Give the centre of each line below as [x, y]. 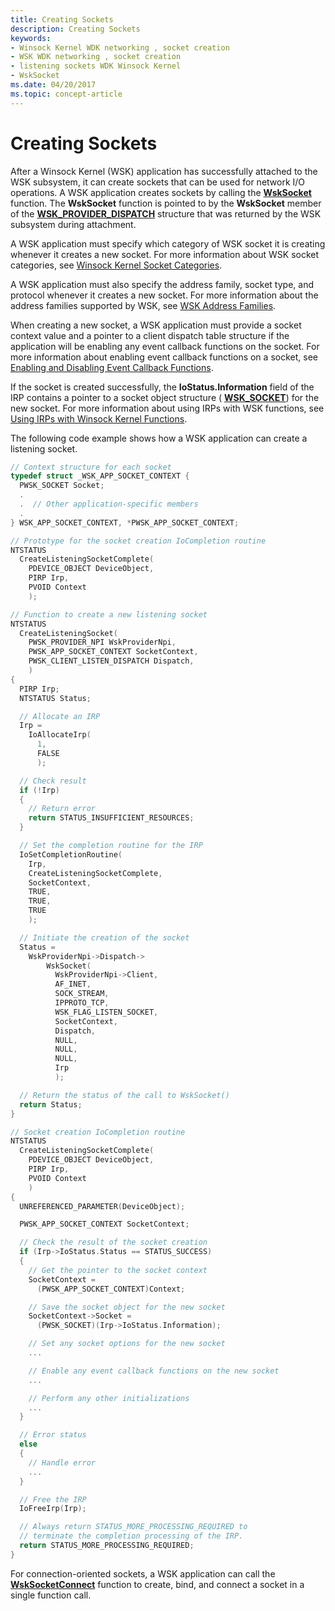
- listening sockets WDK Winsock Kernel [96, 66]
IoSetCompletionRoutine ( [71, 854]
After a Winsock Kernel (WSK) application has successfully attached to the [164, 171]
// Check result [53, 781]
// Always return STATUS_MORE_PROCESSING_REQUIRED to [133, 1527]
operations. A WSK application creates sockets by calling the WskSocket [161, 192]
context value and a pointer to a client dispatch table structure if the [150, 335]
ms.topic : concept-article [66, 94]
